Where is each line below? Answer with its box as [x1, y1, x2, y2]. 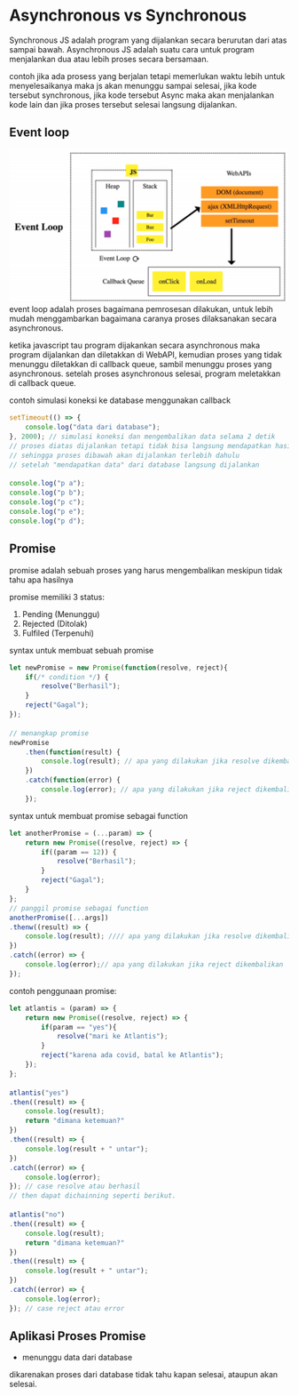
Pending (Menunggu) [21, 608, 100, 619]
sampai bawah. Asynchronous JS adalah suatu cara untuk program [9, 44, 255, 54]
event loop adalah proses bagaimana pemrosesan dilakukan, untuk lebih [9, 304, 273, 315]
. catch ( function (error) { [25, 775, 122, 785]
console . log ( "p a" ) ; [9, 479, 86, 488]
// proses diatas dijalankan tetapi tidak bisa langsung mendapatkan [9, 441, 272, 450]
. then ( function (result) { [25, 748, 122, 757]
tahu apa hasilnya [9, 574, 74, 585]
